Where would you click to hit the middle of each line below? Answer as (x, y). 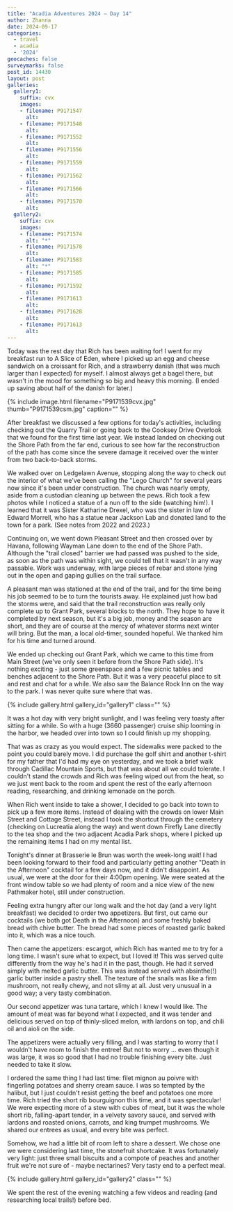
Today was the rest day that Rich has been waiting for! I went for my (105, 351)
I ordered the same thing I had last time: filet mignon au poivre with (103, 1078)
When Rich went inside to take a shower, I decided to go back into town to (113, 804)
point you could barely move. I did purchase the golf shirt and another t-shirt (117, 754)
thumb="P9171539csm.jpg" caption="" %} (68, 409)
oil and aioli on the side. (41, 1028)
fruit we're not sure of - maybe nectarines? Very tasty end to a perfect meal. (116, 1165)
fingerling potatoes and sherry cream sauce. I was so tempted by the (106, 1085)
